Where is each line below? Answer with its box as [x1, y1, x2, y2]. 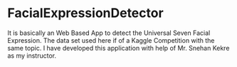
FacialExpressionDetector [7, 5, 164, 21]
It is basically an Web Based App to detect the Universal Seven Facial [7, 29, 211, 37]
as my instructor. [7, 51, 57, 60]
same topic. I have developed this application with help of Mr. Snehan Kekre [7, 43, 230, 52]
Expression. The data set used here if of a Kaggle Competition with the [7, 36, 215, 44]
